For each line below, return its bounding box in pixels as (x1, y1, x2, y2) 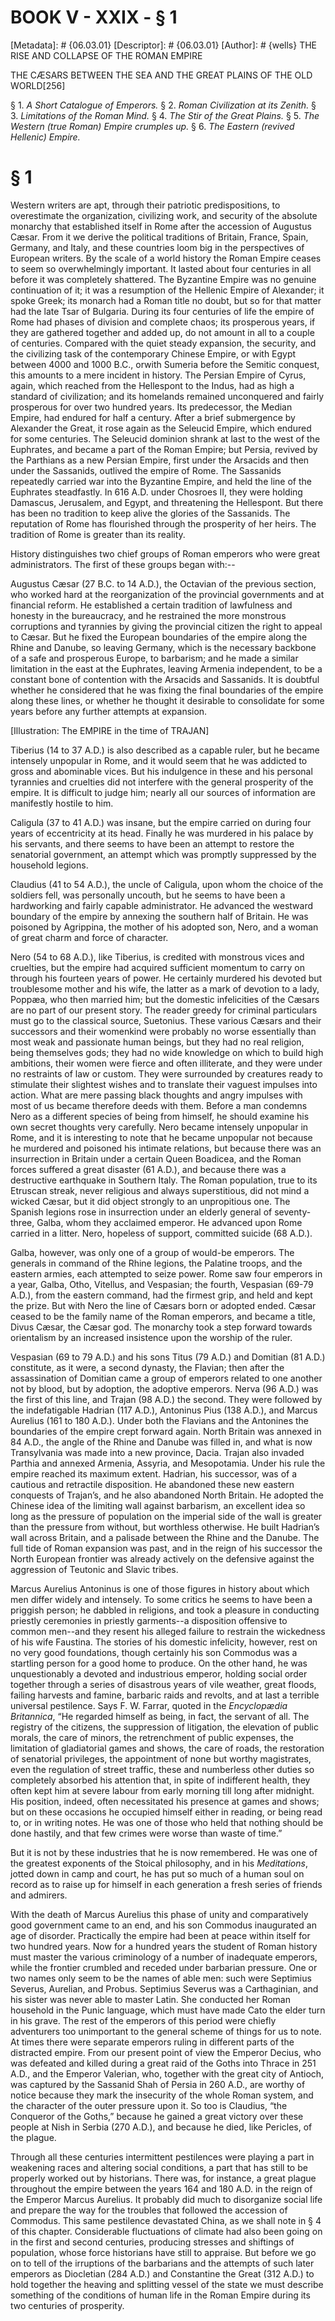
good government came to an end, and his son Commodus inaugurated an (10, 1919, 317, 1931)
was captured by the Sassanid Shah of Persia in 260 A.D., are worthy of (10, 2078, 306, 2090)
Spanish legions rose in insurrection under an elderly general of (10, 1206, 273, 1218)
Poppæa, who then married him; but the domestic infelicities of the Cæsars (10, 993, 320, 1005)
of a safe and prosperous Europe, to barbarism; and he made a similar (10, 652, 299, 664)
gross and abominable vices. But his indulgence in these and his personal (10, 765, 313, 777)
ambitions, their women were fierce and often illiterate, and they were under (10, 1057, 323, 1069)
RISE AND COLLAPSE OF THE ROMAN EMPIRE (10, 49, 203, 61)
